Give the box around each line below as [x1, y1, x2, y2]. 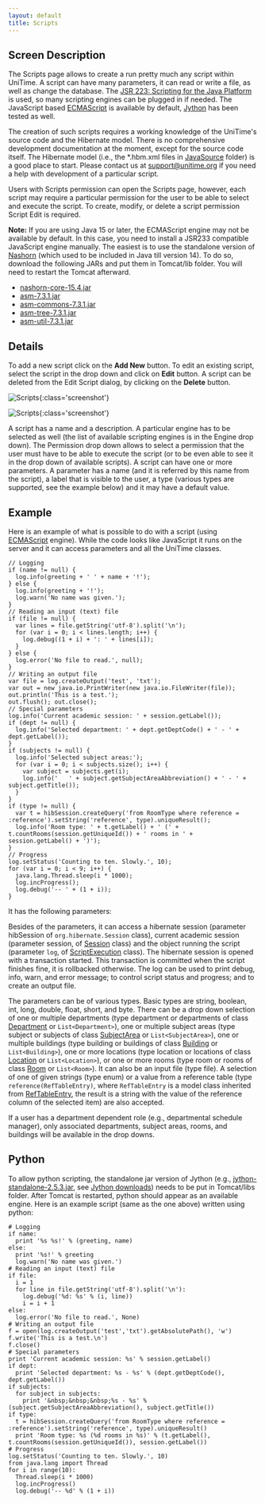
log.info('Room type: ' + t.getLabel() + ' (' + [15, 823, 179, 831]
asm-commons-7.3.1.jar [19, 299, 97, 310]
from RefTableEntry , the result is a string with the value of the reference [8, 1089, 243, 1098]
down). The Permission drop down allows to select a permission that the [8, 441, 244, 450]
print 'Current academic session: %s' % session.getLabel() [8, 1355, 212, 1362]
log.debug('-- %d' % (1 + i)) [15, 1486, 115, 1495]
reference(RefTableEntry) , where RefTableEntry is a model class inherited [8, 1081, 252, 1090]
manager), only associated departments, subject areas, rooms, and [8, 1121, 228, 1131]
